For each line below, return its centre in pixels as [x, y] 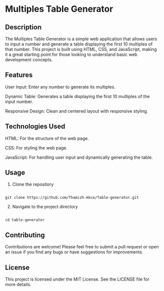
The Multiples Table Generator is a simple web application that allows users [81, 39]
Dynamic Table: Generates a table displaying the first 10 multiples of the [78, 96]
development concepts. [29, 60]
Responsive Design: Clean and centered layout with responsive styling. [77, 111]
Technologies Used [35, 127]
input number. [19, 101]
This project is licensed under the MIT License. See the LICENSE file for [77, 279]
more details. [18, 285]
